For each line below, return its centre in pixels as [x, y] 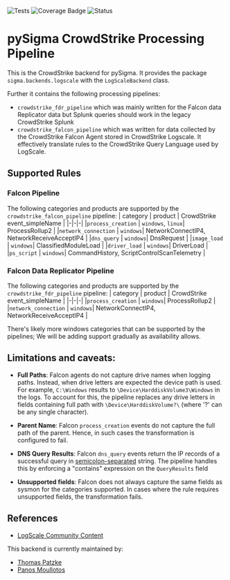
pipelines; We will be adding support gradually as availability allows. [104, 336]
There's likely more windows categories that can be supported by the [106, 329]
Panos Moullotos [41, 570]
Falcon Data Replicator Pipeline [61, 271]
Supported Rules [44, 174]
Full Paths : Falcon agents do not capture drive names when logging [114, 375]
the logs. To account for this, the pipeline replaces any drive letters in [116, 397]
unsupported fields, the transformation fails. [80, 497]
